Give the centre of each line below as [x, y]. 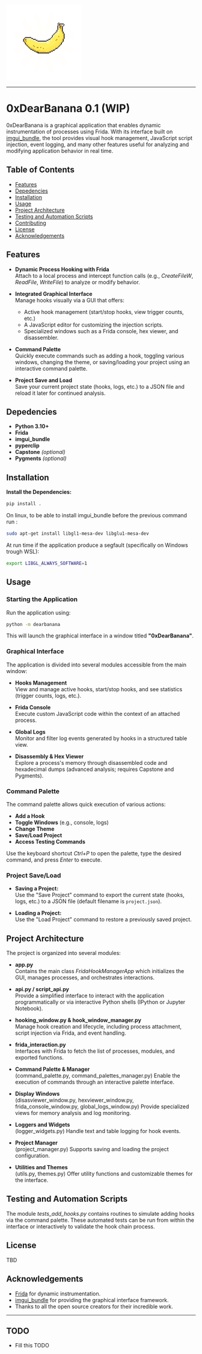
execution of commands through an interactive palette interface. [94, 1082]
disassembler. [41, 337]
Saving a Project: [37, 889]
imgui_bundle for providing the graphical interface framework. [92, 1300]
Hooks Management [41, 683]
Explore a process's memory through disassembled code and [91, 762]
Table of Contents [41, 170]
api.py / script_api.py [42, 989]
